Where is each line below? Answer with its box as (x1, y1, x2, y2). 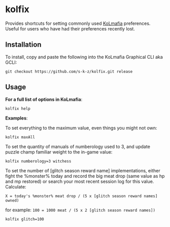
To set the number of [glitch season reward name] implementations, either (5, 167, 161, 173)
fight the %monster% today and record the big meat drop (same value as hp (5, 173, 165, 179)
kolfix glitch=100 (5, 216, 44, 221)
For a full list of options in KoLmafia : (5, 96, 83, 102)
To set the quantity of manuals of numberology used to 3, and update (5, 143, 151, 149)
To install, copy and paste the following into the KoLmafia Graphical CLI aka (5, 54, 163, 60)
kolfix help (5, 106, 30, 111)
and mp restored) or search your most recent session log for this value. (5, 178, 154, 184)
